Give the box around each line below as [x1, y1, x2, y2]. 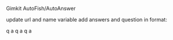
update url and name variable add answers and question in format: [6, 16, 168, 23]
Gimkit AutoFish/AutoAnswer [6, 5, 76, 12]
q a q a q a [6, 27, 32, 34]
